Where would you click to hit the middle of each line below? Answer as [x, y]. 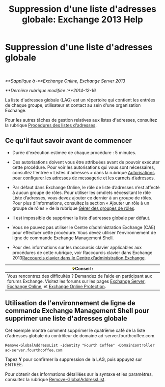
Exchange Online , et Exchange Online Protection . [56, 286]
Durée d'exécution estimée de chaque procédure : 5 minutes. [74, 152]
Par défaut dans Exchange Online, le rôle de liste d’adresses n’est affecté [86, 187]
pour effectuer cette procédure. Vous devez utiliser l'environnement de [84, 232]
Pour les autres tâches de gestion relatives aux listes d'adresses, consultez [81, 120]
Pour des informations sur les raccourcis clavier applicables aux [77, 247]
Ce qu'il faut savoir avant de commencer [69, 141]
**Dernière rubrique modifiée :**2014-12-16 [51, 90]
